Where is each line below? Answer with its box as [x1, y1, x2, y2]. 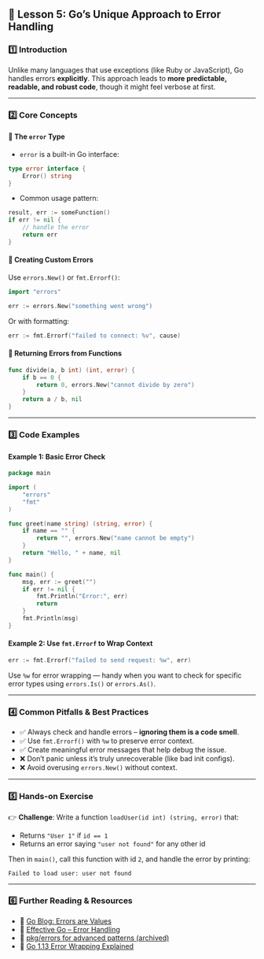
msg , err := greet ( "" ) [22, 578, 97, 585]
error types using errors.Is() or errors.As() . [8, 678, 156, 688]
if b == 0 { [22, 374, 61, 381]
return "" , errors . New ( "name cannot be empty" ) [36, 534, 195, 542]
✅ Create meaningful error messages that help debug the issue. [19, 745, 226, 755]
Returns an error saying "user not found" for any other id [19, 838, 206, 848]
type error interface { [8, 165, 86, 173]
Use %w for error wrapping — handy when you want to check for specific [8, 671, 242, 680]
